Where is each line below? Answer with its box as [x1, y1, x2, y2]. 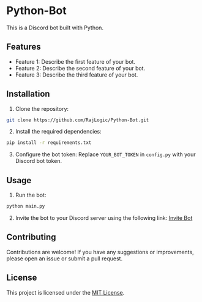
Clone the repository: [15, 105, 69, 112]
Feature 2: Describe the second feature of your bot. [15, 64, 146, 72]
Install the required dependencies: [15, 128, 102, 135]
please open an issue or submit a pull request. [6, 255, 123, 262]
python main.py [6, 203, 45, 210]
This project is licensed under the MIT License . [6, 289, 125, 296]
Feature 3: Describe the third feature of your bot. [15, 71, 138, 78]
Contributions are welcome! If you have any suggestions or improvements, [6, 248, 194, 255]
